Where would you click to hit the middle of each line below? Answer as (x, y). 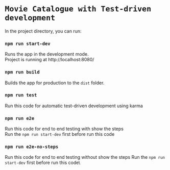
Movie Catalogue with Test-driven (78, 9)
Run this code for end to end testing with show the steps (64, 129)
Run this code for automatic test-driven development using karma (74, 106)
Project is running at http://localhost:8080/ (50, 60)
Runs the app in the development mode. (47, 54)
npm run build (22, 72)
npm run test (21, 95)
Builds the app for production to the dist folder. (55, 83)
